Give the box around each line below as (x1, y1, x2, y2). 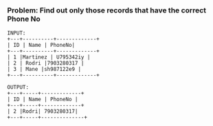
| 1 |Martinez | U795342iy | (7, 54, 91, 61)
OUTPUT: (7, 84, 30, 91)
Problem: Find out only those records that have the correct (7, 6, 207, 15)
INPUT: (7, 30, 26, 36)
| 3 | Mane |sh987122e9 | (7, 66, 81, 73)
